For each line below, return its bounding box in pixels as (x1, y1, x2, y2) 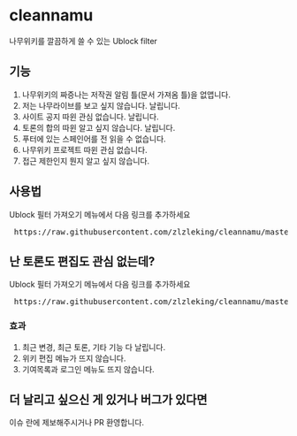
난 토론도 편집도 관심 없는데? (9, 254, 156, 269)
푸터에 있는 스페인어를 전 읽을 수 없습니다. (21, 134, 166, 144)
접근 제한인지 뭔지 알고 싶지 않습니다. (21, 156, 150, 166)
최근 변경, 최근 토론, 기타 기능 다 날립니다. (21, 341, 166, 352)
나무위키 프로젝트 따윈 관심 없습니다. (21, 144, 148, 155)
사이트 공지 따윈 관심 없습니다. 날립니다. (21, 111, 159, 122)
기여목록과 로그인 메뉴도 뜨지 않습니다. (21, 363, 155, 374)
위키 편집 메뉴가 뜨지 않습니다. (21, 353, 126, 363)
